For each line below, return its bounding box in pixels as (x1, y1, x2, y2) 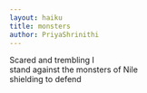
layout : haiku (9, 13, 64, 23)
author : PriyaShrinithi (9, 30, 100, 39)
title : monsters (9, 22, 71, 31)
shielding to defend (9, 74, 82, 85)
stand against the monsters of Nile (9, 64, 139, 75)
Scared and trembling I (9, 55, 95, 66)
